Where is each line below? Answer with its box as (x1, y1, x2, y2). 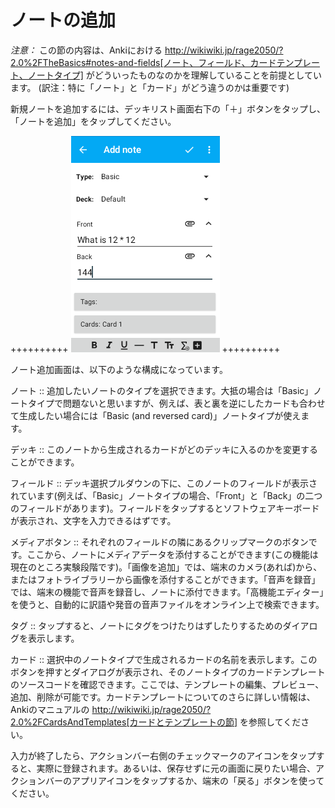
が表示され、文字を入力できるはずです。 (10, 514, 177, 526)
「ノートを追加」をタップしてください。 (10, 115, 177, 127)
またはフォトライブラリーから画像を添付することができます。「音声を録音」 (10, 573, 321, 585)
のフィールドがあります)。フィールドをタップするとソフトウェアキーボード (10, 502, 320, 514)
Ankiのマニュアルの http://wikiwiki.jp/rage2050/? (10, 703, 212, 715)
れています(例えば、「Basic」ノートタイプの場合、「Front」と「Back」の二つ (10, 489, 323, 501)
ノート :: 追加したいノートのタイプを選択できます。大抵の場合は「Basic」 (10, 384, 314, 396)
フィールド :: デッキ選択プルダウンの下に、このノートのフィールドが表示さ (10, 477, 318, 489)
